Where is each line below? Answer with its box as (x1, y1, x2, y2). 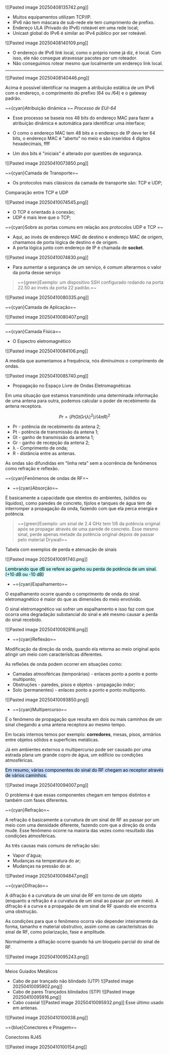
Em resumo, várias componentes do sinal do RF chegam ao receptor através (5, 767, 164, 773)
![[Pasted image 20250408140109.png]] (5, 40, 89, 46)
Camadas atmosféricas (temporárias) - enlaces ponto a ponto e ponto (12, 670, 158, 677)
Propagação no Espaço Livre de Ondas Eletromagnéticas (12, 383, 131, 389)
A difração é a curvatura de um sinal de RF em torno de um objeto (5, 892, 142, 898)
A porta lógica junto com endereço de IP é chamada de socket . (12, 244, 144, 251)
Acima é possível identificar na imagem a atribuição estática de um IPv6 (5, 85, 155, 90)
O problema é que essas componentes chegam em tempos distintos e (5, 791, 150, 798)
